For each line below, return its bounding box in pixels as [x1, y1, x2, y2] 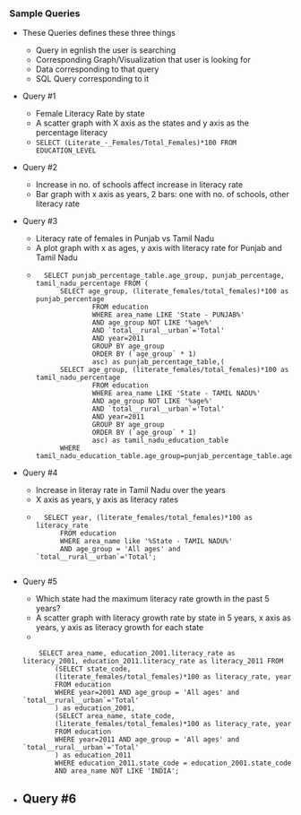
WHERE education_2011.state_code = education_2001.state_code [55, 759, 292, 768]
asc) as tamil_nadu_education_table [91, 436, 229, 446]
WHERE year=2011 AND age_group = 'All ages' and [55, 735, 240, 744]
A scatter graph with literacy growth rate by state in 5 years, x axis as [35, 612, 291, 623]
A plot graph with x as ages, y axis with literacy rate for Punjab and [35, 243, 282, 254]
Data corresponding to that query [35, 64, 159, 74]
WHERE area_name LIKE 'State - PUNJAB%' [91, 310, 245, 320]
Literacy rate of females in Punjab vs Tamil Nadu [35, 233, 215, 244]
